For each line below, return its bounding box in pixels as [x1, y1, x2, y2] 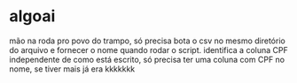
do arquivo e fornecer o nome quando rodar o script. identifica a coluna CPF [9, 44, 288, 55]
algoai [9, 6, 56, 26]
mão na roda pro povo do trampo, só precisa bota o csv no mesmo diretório [9, 35, 285, 46]
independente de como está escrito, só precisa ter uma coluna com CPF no [9, 54, 285, 64]
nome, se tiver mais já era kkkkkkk [9, 64, 136, 74]
